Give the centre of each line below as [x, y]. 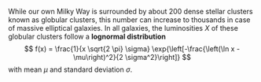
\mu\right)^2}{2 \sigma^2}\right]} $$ [132, 57]
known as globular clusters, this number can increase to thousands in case [129, 20]
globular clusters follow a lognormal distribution [87, 36]
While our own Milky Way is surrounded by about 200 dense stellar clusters [130, 11]
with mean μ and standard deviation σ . [70, 69]
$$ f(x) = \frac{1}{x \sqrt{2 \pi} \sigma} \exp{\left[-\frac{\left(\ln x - [132, 49]
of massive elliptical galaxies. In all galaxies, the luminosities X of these [123, 28]
